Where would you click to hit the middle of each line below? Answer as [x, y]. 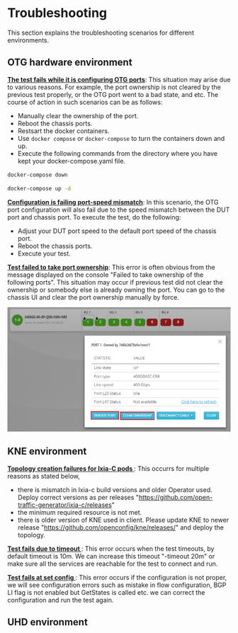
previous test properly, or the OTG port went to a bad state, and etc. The [113, 94]
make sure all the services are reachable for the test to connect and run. [113, 564]
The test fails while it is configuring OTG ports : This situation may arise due [119, 79]
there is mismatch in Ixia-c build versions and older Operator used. [115, 489]
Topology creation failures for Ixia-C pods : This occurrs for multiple [108, 468]
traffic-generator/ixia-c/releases [64, 505]
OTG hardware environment [70, 63]
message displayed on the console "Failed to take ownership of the [106, 275]
